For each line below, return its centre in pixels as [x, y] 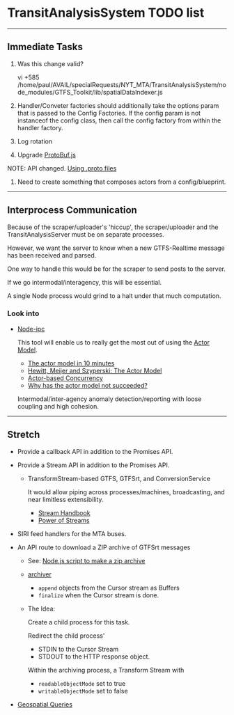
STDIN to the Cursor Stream [78, 649]
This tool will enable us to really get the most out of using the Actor [114, 342]
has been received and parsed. [52, 255]
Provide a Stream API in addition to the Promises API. [93, 465]
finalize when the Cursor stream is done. [98, 595]
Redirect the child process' [66, 636]
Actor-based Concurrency [65, 378]
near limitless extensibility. [65, 499]
